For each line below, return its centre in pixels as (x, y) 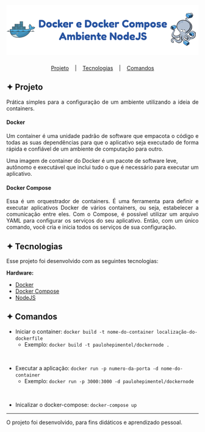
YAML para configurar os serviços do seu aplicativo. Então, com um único (103, 221)
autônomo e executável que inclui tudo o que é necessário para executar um (103, 167)
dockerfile (29, 338)
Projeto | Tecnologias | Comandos (103, 68)
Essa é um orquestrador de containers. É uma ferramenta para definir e (103, 201)
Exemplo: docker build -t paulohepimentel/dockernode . (97, 344)
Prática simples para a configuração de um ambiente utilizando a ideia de (103, 102)
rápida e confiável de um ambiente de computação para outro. (85, 149)
